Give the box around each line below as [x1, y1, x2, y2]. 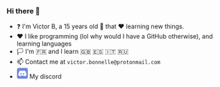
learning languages [16, 39, 72, 48]
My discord [29, 72, 62, 81]
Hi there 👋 [6, 6, 41, 16]
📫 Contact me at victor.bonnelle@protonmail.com [16, 58, 161, 66]
